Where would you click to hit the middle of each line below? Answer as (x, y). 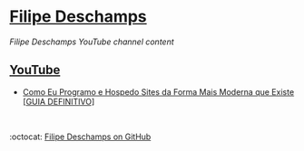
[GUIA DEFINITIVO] (59, 101)
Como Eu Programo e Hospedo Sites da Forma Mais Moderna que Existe (158, 91)
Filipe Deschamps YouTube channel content (92, 42)
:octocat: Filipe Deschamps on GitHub (80, 137)
